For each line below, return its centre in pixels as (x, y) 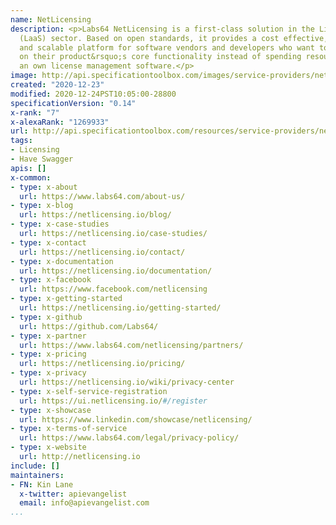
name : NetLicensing (51, 19)
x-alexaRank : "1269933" (60, 122)
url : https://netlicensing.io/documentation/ (116, 271)
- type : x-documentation (62, 261)
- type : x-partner (48, 336)
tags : (21, 141)
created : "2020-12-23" (57, 85)
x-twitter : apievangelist (73, 494)
